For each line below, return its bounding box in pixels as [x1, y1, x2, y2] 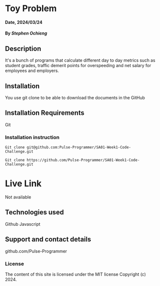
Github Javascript [5, 221, 41, 227]
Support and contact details [5, 235, 91, 244]
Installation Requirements [5, 109, 85, 117]
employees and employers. [5, 68, 59, 73]
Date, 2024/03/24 [5, 19, 43, 25]
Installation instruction [5, 134, 60, 141]
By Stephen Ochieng [5, 30, 48, 36]
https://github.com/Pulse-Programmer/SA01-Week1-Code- [26, 158, 140, 163]
